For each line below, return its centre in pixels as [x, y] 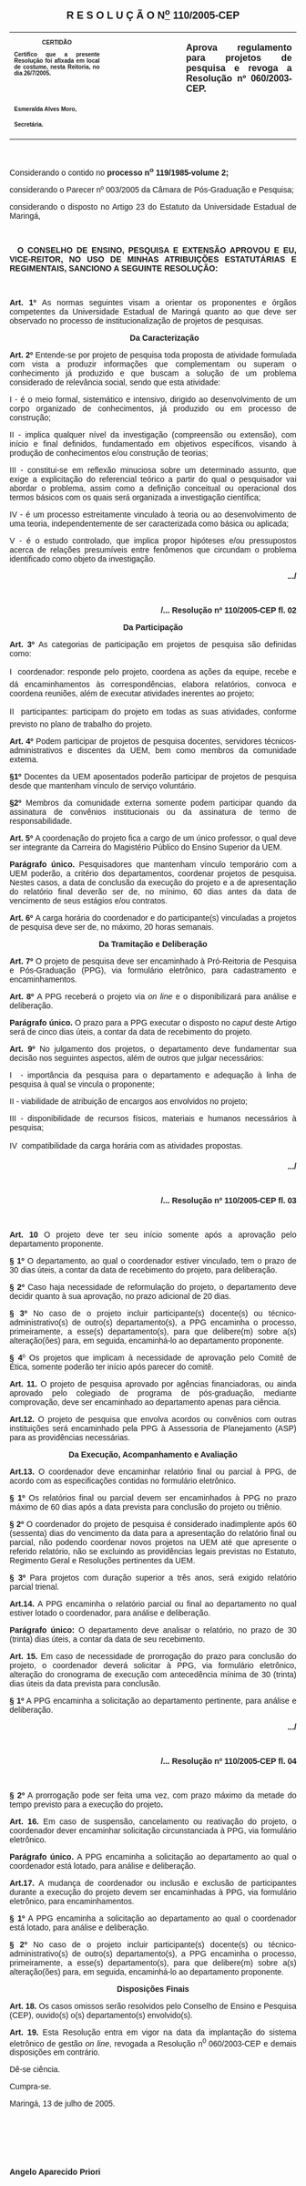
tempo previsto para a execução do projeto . [87, 1804]
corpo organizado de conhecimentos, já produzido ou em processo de [153, 408]
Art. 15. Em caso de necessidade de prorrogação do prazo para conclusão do [153, 1656]
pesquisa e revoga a [239, 68]
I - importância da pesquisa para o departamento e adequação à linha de [153, 1075]
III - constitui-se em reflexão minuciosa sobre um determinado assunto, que [153, 470]
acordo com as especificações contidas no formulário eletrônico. [123, 1480]
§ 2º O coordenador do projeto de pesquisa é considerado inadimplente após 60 [153, 1524]
